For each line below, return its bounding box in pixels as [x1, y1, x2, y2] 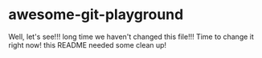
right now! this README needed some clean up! [8, 40, 167, 49]
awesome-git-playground [8, 6, 184, 24]
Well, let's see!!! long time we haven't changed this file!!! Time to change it [8, 32, 255, 41]
